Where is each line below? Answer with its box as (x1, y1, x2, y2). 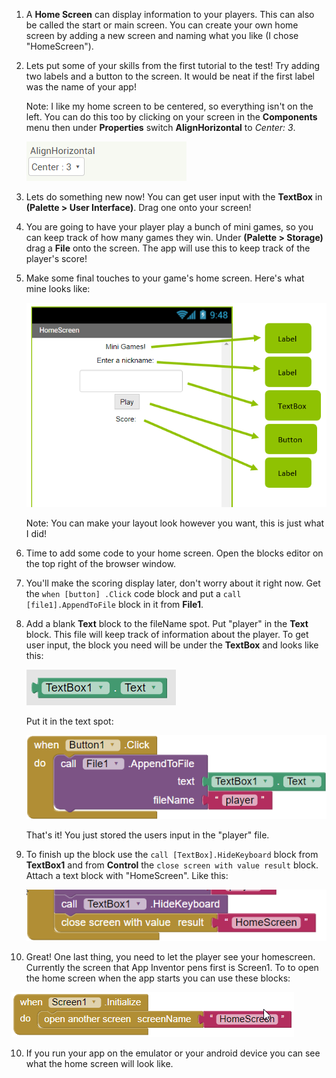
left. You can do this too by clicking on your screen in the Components (25, 111, 318, 123)
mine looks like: (25, 283, 91, 294)
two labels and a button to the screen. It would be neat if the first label (25, 70, 315, 82)
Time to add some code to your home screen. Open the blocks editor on (25, 547, 324, 559)
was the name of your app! (25, 81, 137, 93)
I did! (25, 528, 48, 540)
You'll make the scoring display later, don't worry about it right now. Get (25, 577, 321, 589)
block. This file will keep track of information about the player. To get (25, 629, 309, 641)
